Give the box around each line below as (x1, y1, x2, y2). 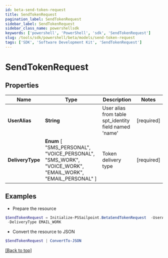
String (44, 117, 60, 124)
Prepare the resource (12, 205, 56, 211)
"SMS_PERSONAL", (44, 143, 91, 150)
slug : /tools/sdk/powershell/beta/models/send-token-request (5, 35, 135, 40)
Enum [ (44, 137, 62, 144)
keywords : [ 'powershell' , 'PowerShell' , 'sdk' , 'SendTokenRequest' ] (5, 30, 151, 35)
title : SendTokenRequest (5, 12, 57, 17)
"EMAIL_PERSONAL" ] (44, 175, 97, 182)
